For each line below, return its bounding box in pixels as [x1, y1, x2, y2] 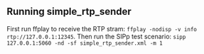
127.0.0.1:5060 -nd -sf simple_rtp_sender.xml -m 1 [6, 39, 163, 47]
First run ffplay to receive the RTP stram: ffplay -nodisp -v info [6, 24, 197, 33]
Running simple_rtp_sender [6, 6, 132, 18]
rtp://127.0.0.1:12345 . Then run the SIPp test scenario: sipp [6, 32, 186, 40]
